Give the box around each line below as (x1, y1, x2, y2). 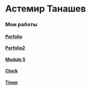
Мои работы (5, 21, 37, 28)
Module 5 (5, 56, 26, 62)
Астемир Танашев (5, 3, 86, 15)
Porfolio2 (5, 45, 25, 51)
